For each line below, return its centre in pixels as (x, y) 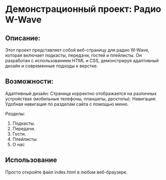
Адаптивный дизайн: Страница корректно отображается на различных (81, 93)
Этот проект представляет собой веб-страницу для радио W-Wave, (77, 50)
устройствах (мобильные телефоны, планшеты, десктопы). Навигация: (81, 98)
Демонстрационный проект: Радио (83, 9)
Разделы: (15, 113)
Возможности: (29, 81)
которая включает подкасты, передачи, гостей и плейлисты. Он (74, 55)
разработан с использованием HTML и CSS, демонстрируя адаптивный (82, 60)
